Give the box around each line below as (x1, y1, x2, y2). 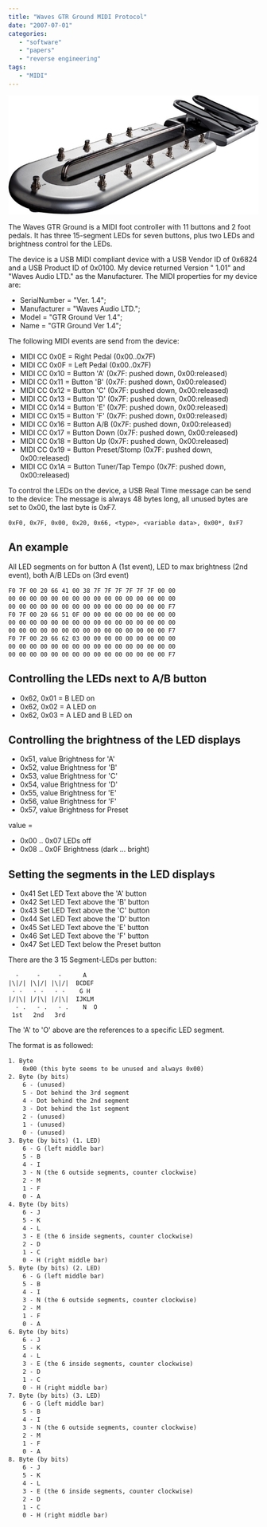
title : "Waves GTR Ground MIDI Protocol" (8, 13, 148, 21)
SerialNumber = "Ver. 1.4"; (19, 295, 106, 304)
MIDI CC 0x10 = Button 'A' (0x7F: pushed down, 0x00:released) (19, 368, 228, 378)
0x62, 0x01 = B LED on (19, 693, 95, 703)
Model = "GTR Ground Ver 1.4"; (19, 312, 123, 322)
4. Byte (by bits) (8, 1200, 69, 1209)
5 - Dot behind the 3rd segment (22, 1089, 130, 1097)
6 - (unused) (22, 1081, 66, 1089)
